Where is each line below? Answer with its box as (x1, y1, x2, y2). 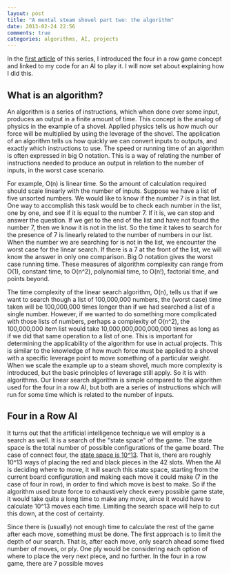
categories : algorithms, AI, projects (7, 36, 119, 43)
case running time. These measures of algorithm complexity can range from (7, 260, 223, 268)
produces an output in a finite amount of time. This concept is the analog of (7, 114, 222, 123)
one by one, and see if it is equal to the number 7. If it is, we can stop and (7, 208, 215, 217)
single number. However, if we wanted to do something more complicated (7, 309, 217, 318)
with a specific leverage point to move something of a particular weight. (7, 353, 211, 362)
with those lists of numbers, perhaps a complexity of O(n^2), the (7, 317, 190, 325)
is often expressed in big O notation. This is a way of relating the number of (7, 151, 221, 159)
